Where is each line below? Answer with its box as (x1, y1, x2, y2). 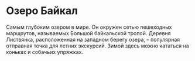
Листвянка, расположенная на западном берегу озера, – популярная (6, 36, 180, 43)
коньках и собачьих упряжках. (6, 48, 84, 55)
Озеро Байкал (6, 4, 78, 18)
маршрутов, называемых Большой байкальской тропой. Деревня (6, 29, 171, 36)
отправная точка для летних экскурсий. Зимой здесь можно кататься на (6, 42, 189, 49)
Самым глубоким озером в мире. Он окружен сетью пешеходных (6, 23, 172, 30)
